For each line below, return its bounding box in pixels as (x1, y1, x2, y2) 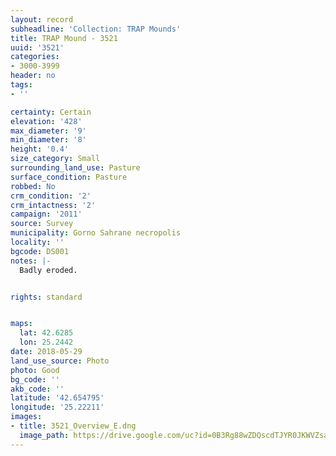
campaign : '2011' (10, 209, 83, 220)
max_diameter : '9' (10, 126, 87, 136)
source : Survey (10, 219, 74, 229)
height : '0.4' (10, 144, 70, 155)
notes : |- (10, 256, 52, 266)
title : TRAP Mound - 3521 (10, 33, 118, 43)
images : (10, 412, 43, 422)
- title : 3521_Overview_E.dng (10, 421, 137, 431)
